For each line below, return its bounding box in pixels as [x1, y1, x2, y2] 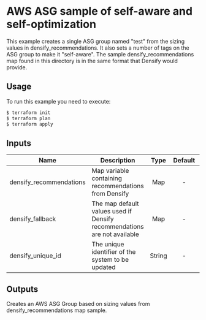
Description [100, 156, 135, 165]
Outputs [6, 284, 39, 294]
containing [91, 174, 123, 183]
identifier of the [91, 248, 136, 256]
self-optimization [6, 17, 97, 31]
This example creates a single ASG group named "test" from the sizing [6, 37, 185, 45]
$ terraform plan [6, 115, 51, 121]
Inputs [6, 138, 32, 148]
